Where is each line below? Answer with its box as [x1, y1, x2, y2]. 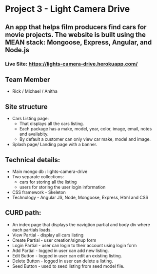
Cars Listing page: [12, 116, 49, 122]
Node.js [5, 45, 30, 54]
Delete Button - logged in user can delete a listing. [12, 258, 113, 264]
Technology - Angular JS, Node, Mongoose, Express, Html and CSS [12, 194, 149, 200]
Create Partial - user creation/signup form [12, 237, 97, 243]
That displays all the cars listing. [19, 121, 84, 126]
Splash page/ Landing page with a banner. [12, 142, 98, 148]
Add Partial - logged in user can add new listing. [12, 248, 109, 253]
